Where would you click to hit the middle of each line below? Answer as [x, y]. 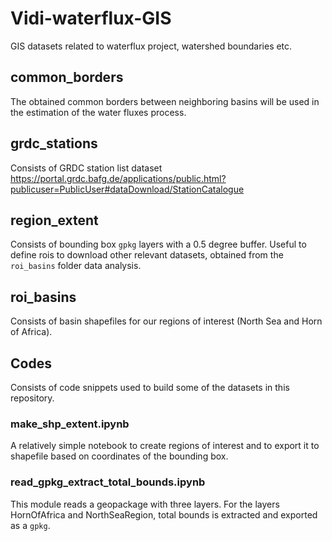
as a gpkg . [30, 525]
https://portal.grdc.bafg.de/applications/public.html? [118, 178]
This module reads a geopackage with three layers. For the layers [145, 504]
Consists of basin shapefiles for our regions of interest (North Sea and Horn [166, 321]
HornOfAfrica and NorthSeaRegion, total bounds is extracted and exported [164, 514]
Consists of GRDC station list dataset [86, 168]
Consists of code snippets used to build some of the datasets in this [150, 387]
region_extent [54, 220]
